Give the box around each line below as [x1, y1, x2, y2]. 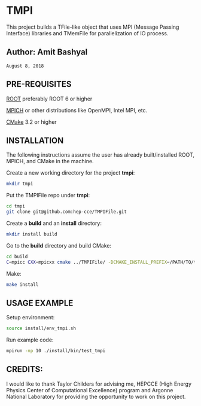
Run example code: [6, 336, 54, 344]
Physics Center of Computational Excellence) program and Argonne [6, 386, 173, 393]
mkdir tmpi [6, 181, 33, 187]
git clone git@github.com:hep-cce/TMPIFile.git [6, 209, 127, 215]
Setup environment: [6, 314, 55, 321]
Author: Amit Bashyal [6, 47, 88, 57]
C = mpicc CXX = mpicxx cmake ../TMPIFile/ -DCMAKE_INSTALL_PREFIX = [6, 259, 170, 265]
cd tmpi [6, 203, 26, 209]
